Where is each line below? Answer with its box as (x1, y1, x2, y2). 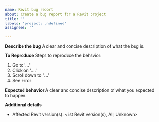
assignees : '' (5, 25, 34, 30)
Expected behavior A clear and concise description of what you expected (5, 87, 155, 93)
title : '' (5, 16, 25, 21)
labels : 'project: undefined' (5, 21, 67, 26)
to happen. (5, 93, 27, 98)
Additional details (5, 102, 42, 108)
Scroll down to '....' (12, 73, 50, 78)
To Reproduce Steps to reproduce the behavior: (5, 52, 102, 59)
